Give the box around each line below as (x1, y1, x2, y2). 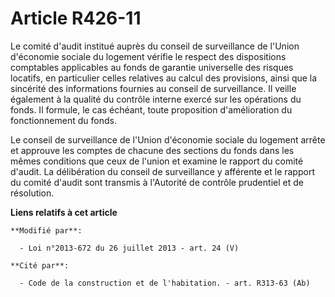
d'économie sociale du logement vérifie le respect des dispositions (10, 50, 287, 62)
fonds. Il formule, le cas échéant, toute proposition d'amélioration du (10, 103, 293, 116)
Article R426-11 (10, 7, 142, 30)
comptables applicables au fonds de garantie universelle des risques (10, 61, 294, 73)
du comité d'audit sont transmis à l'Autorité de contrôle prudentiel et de (10, 176, 304, 188)
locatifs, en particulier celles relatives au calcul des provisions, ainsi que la (10, 72, 318, 84)
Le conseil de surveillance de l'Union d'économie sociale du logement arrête (10, 133, 326, 146)
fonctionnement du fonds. (10, 114, 117, 126)
